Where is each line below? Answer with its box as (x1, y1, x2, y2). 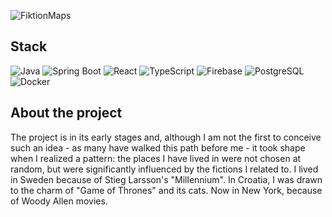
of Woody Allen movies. (10, 195, 108, 207)
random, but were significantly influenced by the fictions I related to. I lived (10, 163, 319, 175)
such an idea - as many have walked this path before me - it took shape (10, 141, 306, 154)
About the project (10, 105, 123, 122)
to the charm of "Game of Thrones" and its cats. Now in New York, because (10, 184, 323, 196)
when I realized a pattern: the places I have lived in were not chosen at (10, 152, 302, 164)
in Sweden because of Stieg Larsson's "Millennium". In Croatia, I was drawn (10, 173, 323, 185)
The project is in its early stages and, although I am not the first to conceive (10, 131, 322, 143)
